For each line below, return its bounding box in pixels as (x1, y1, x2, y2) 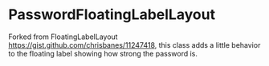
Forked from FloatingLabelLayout (8, 32, 118, 41)
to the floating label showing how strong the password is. (8, 49, 198, 58)
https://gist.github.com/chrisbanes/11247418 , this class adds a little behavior (8, 40, 261, 49)
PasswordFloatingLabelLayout (8, 6, 215, 24)
